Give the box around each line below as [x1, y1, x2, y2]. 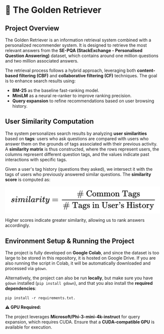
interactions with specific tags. [5, 156, 67, 162]
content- [137, 67, 156, 73]
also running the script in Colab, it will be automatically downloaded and [5, 260, 151, 266]
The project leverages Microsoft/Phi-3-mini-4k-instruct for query [5, 314, 140, 320]
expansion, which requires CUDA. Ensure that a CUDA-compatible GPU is [5, 319, 155, 325]
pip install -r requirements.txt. [5, 296, 76, 301]
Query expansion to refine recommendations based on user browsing [12, 98, 155, 104]
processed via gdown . [5, 266, 48, 272]
